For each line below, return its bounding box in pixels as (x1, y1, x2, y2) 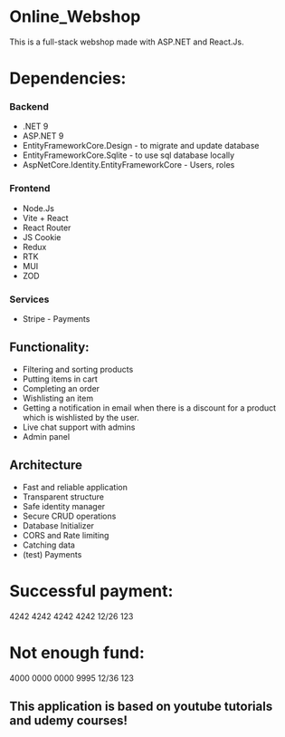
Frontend (9, 182, 51, 195)
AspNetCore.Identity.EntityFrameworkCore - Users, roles (22, 160, 235, 170)
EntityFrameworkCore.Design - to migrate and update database (22, 141, 260, 151)
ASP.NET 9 (22, 131, 64, 141)
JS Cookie (22, 231, 62, 242)
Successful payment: (9, 580, 174, 601)
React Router (22, 222, 71, 233)
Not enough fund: (9, 642, 145, 663)
